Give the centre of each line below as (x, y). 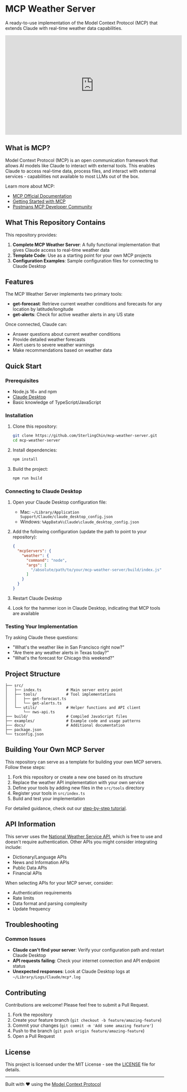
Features (19, 282)
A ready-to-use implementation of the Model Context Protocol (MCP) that (81, 23)
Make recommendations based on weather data (62, 350)
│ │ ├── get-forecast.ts (36, 699)
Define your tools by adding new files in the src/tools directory (78, 788)
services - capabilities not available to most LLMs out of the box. (72, 176)
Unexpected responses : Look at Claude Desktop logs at (71, 972)
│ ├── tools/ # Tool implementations (60, 695)
